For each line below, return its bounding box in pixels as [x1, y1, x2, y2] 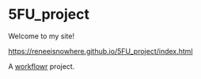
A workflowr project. [8, 61, 75, 71]
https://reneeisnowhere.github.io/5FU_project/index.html [8, 46, 193, 56]
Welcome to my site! [8, 31, 75, 41]
